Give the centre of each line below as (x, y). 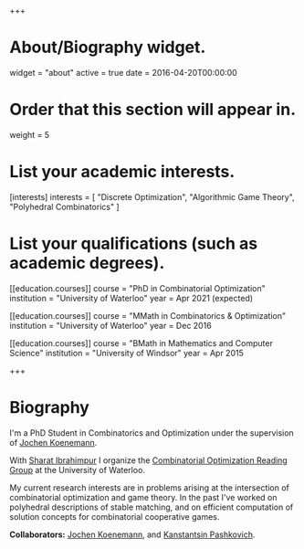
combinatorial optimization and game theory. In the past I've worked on (143, 497)
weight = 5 (30, 134)
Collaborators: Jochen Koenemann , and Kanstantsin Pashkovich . (132, 534)
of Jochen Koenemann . (53, 442)
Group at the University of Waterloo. (78, 470)
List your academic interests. (122, 172)
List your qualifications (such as (134, 244)
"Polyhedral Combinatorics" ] (65, 206)
